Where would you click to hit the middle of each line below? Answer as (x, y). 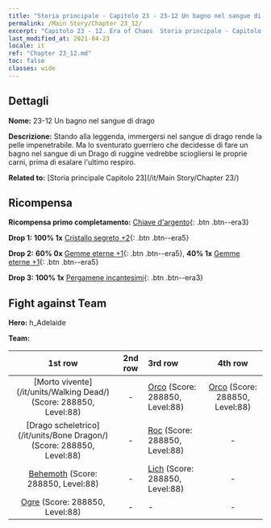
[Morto (47, 382)
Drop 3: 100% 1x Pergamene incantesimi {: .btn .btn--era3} (106, 278)
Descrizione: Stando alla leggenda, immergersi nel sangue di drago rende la (135, 136)
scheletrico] (77, 425)
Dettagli (29, 101)
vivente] (77, 382)
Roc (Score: (170, 430)
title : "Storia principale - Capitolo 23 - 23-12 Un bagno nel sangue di (135, 16)
